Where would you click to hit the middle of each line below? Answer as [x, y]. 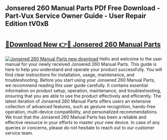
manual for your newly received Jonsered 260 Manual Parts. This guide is [81, 64]
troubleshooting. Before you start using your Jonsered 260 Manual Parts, [80, 80]
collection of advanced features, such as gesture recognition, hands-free [80, 106]
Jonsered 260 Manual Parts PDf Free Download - [83, 8]
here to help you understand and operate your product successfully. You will [84, 70]
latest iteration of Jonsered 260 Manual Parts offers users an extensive [78, 101]
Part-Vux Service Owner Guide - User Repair [76, 16]
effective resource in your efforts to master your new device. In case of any [83, 122]
